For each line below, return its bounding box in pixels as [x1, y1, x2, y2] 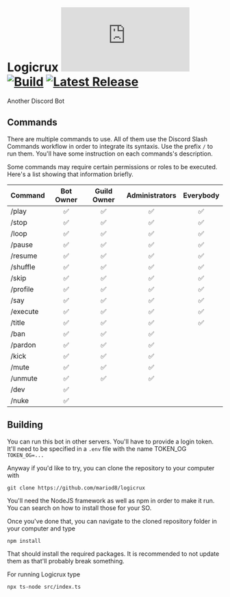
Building [7, 419, 43, 431]
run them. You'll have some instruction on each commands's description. [7, 149, 214, 158]
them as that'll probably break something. [7, 557, 125, 565]
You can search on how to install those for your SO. [7, 504, 152, 512]
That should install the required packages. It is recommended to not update [7, 549, 220, 558]
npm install [7, 537, 41, 544]
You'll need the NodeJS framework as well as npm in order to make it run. [7, 496, 215, 504]
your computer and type [7, 524, 75, 533]
